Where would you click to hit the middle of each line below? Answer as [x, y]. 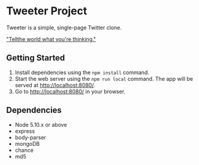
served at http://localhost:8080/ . [55, 85]
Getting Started [36, 58]
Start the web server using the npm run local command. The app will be [104, 78]
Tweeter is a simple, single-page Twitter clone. [64, 27]
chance [24, 150]
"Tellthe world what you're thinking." [51, 39]
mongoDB [27, 143]
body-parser [30, 137]
